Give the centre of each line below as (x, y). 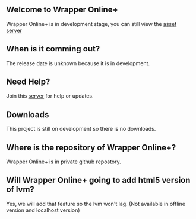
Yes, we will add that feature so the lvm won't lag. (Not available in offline (96, 204)
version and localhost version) (43, 210)
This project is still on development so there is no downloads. (81, 129)
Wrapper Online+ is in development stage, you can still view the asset (91, 24)
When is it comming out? (53, 49)
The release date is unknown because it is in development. (78, 63)
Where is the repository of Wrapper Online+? (91, 147)
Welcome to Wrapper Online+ (62, 10)
